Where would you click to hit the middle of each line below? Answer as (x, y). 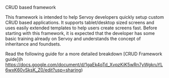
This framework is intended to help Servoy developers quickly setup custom (85, 17)
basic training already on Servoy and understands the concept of (73, 38)
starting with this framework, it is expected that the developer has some (80, 33)
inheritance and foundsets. (33, 44)
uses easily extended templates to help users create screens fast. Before (81, 28)
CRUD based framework (31, 7)
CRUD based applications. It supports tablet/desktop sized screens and (80, 23)
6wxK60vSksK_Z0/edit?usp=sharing (43, 70)
